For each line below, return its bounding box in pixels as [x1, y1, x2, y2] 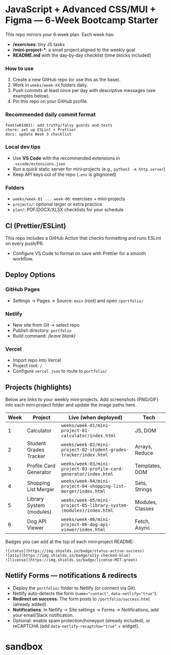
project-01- [61, 428, 90, 434]
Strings [134, 486, 152, 493]
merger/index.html [61, 488, 106, 494]
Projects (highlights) [5, 382, 72, 392]
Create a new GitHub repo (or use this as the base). [12, 77, 121, 83]
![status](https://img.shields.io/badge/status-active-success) [5, 549, 145, 554]
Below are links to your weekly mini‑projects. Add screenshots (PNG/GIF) [5, 396, 159, 402]
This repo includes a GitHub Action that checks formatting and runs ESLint [5, 235, 161, 241]
